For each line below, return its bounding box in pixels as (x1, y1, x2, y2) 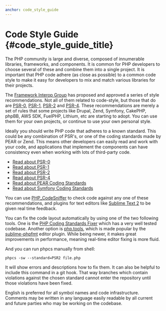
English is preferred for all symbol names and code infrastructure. (5, 290, 140, 296)
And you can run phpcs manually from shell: (5, 246, 96, 252)
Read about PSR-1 (12, 164, 50, 170)
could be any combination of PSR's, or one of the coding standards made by (5, 133, 161, 139)
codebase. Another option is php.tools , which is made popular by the (5, 225, 146, 231)
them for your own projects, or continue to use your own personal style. (5, 118, 152, 124)
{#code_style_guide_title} (5, 39, 114, 50)
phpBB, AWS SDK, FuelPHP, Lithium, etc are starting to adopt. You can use (5, 113, 158, 119)
